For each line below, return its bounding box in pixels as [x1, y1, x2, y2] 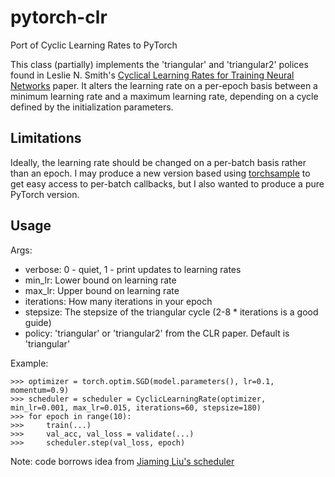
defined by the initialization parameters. [10, 101, 174, 113]
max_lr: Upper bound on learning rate [24, 284, 180, 296]
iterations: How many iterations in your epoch [24, 295, 213, 307]
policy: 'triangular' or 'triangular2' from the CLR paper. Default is [24, 327, 290, 339]
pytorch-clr [10, 6, 108, 29]
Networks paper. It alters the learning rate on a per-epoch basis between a [10, 79, 318, 91]
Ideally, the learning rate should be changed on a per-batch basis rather [10, 156, 307, 168]
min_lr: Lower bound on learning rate [24, 274, 177, 286]
